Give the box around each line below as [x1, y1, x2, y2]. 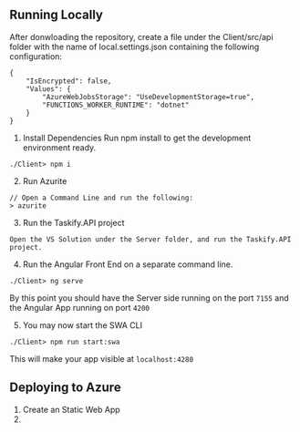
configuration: [9, 50, 62, 62]
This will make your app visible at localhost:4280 [9, 353, 194, 364]
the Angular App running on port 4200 [9, 302, 150, 313]
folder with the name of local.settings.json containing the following [9, 41, 260, 52]
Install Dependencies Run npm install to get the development [22, 132, 252, 143]
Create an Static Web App [22, 404, 120, 415]
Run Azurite [22, 175, 67, 186]
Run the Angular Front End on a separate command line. [22, 259, 233, 270]
